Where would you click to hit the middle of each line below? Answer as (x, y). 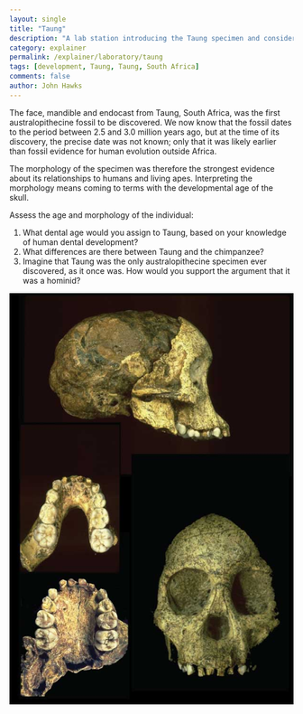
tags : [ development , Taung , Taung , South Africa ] (105, 67)
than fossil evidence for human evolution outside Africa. (113, 151)
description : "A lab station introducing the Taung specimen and (134, 38)
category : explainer (48, 48)
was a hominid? (51, 280)
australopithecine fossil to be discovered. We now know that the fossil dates (151, 122)
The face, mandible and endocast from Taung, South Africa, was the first (145, 112)
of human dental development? (80, 242)
